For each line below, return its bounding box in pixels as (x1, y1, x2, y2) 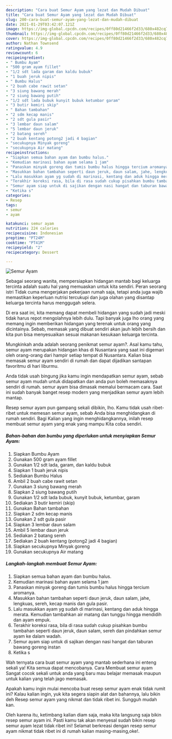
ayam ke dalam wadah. (13, 633, 62, 639)
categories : (6, 193, 31, 198)
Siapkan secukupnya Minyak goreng (13, 543, 90, 550)
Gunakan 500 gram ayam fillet (13, 456, 77, 463)
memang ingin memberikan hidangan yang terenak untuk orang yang (6, 321, 151, 327)
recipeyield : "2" (6, 245, 43, 250)
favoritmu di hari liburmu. (6, 363, 59, 369)
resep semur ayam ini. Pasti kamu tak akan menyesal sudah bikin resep (6, 717, 156, 724)
